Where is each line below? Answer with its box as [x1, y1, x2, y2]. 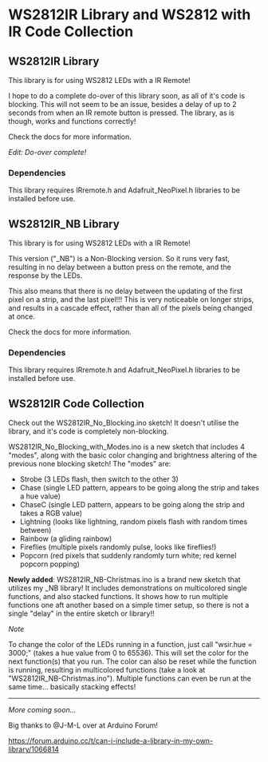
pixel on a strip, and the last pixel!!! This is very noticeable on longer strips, [8, 295, 254, 304]
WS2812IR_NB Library [8, 217, 120, 231]
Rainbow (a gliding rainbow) [19, 534, 112, 544]
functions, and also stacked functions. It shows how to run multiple [8, 592, 229, 601]
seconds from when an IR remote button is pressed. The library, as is [8, 108, 235, 117]
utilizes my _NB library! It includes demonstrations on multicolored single [8, 583, 247, 593]
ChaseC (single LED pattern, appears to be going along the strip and [19, 500, 245, 510]
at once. [8, 312, 36, 321]
